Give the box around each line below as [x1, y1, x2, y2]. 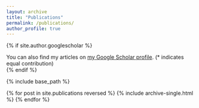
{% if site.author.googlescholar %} [6, 42, 93, 49]
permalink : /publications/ [6, 20, 74, 26]
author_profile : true [6, 25, 61, 32]
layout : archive [6, 8, 47, 15]
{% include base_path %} [6, 78, 70, 85]
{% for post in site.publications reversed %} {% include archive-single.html [6, 89, 194, 97]
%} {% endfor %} [6, 96, 50, 103]
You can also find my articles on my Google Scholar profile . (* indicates [6, 53, 184, 61]
